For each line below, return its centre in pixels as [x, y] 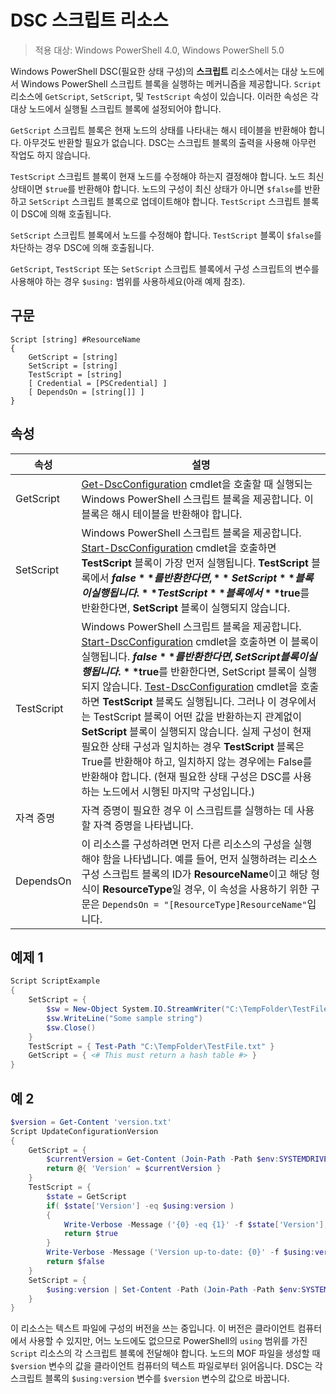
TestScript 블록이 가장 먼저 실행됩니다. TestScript [195, 563]
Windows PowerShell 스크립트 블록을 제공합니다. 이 [197, 499]
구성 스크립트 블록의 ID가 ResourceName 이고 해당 [195, 874]
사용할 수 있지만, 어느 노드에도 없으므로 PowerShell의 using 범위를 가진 [168, 1341]
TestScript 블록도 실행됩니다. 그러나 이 [189, 701]
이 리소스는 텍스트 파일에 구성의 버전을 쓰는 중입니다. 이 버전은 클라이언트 [153, 1328]
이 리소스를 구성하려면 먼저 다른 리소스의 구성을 [186, 844]
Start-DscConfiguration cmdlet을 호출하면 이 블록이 [200, 641]
